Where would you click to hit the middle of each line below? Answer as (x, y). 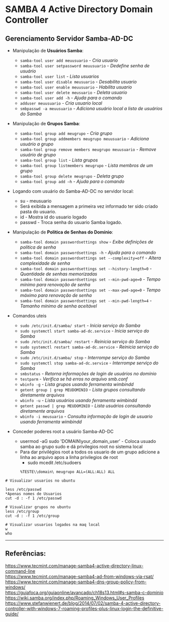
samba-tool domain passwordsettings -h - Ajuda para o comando (88, 252)
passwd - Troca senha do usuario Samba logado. (71, 222)
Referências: (26, 554)
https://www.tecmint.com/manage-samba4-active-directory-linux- (74, 566)
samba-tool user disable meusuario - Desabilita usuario (78, 82)
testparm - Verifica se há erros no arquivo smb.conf (74, 379)
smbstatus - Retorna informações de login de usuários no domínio (88, 374)
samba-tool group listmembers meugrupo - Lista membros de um (87, 165)
